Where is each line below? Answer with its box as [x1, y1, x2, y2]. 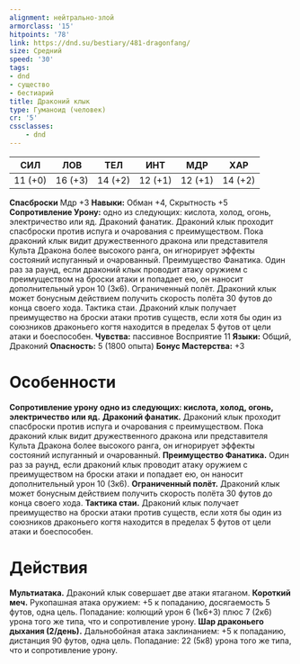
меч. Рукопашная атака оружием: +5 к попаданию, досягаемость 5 [9, 597, 271, 607]
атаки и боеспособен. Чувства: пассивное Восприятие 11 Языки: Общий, [9, 330, 292, 342]
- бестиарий [9, 88, 54, 97]
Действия [9, 558, 88, 578]
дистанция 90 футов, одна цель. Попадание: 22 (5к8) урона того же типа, [9, 635, 292, 646]
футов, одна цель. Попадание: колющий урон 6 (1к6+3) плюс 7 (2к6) [9, 606, 272, 617]
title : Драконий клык [9, 96, 91, 106]
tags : [9, 64, 30, 73]
